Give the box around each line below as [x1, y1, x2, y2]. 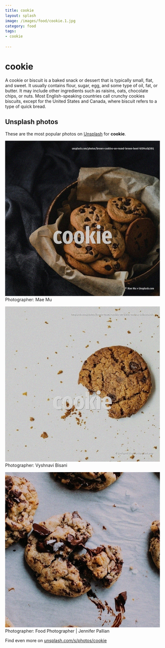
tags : [5, 29, 16, 34]
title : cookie [5, 8, 34, 13]
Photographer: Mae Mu [5, 296, 52, 303]
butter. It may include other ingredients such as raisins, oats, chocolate [5, 88, 148, 94]
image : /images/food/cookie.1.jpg [5, 18, 76, 23]
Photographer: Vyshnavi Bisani [5, 462, 68, 468]
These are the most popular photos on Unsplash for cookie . [5, 131, 126, 136]
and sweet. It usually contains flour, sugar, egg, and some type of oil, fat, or [5, 82, 158, 88]
